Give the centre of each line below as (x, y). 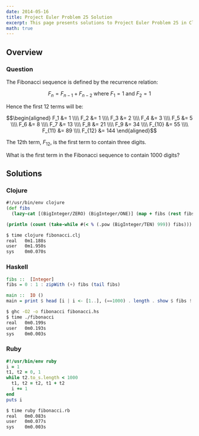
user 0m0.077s (26, 422)
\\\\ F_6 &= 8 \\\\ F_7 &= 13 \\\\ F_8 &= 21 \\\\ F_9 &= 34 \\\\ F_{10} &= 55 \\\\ (99, 124)
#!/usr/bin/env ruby (32, 361)
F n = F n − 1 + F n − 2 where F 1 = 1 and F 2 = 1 (99, 94)
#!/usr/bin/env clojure (36, 203)
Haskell (17, 267)
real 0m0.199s (26, 323)
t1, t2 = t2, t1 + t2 (38, 383)
